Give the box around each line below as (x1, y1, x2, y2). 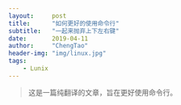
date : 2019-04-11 (8, 34, 89, 43)
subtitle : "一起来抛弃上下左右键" (8, 27, 120, 35)
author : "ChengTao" (8, 42, 89, 50)
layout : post (8, 11, 67, 20)
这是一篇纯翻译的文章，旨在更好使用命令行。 (27, 87, 178, 97)
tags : (8, 57, 27, 65)
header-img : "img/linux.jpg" (8, 49, 107, 57)
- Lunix (23, 65, 48, 73)
